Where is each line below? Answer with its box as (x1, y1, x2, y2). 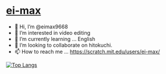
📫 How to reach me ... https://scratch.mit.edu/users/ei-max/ (14, 48, 160, 55)
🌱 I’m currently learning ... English (14, 35, 96, 42)
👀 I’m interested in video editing (14, 29, 91, 36)
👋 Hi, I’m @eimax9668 (14, 23, 68, 30)
